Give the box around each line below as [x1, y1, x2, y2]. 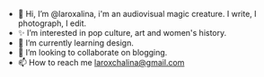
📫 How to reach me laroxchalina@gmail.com [17, 57, 185, 67]
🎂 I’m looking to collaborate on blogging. [17, 47, 168, 57]
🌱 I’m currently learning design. [17, 38, 135, 48]
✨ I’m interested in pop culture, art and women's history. [17, 28, 227, 38]
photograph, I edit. [17, 18, 87, 29]
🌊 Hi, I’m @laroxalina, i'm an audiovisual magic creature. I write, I [17, 9, 258, 19]
